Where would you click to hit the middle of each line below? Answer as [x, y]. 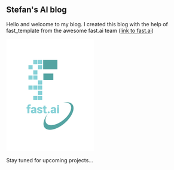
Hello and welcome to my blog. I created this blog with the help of [87, 24]
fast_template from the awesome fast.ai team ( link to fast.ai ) [80, 30]
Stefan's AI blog [36, 10]
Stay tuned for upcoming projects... [50, 160]
